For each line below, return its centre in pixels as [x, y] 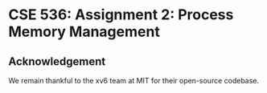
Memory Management [84, 32]
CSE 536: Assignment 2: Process [121, 15]
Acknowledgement [57, 61]
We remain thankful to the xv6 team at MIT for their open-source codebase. [134, 81]
